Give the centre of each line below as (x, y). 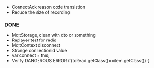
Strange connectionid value (39, 51)
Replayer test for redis (34, 40)
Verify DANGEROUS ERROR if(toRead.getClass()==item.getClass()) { (80, 61)
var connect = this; (30, 55)
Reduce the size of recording (41, 12)
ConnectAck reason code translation (48, 7)
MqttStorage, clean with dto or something (53, 35)
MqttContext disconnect (36, 45)
